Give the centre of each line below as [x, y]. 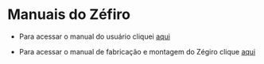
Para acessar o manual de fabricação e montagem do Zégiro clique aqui [137, 51]
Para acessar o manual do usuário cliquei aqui [94, 36]
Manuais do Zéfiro [69, 15]
